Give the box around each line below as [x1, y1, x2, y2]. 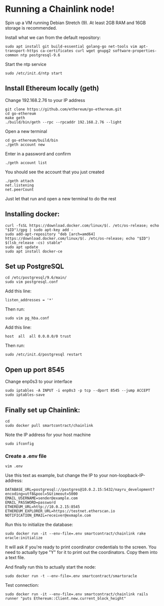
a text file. [5, 555, 26, 561]
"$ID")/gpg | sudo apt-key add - [5, 227, 74, 232]
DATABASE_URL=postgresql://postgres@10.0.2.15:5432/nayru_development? [5, 487, 155, 492]
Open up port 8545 [5, 365, 65, 374]
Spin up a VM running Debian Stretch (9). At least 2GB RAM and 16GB [5, 20, 146, 26]
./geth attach [5, 178, 34, 183]
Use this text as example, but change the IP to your [5, 473, 109, 478]
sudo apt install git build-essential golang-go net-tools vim [5, 44, 137, 49]
